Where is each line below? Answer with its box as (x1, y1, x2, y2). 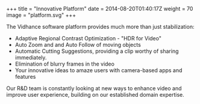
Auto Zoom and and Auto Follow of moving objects (14, 41, 142, 48)
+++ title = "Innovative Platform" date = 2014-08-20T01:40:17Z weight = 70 (6, 5, 193, 12)
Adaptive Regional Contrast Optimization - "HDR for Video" (14, 35, 161, 41)
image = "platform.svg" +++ (6, 11, 77, 19)
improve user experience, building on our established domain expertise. (6, 91, 185, 98)
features (14, 73, 36, 80)
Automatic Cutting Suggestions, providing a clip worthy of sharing (14, 47, 179, 55)
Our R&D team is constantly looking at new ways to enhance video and (6, 85, 182, 92)
